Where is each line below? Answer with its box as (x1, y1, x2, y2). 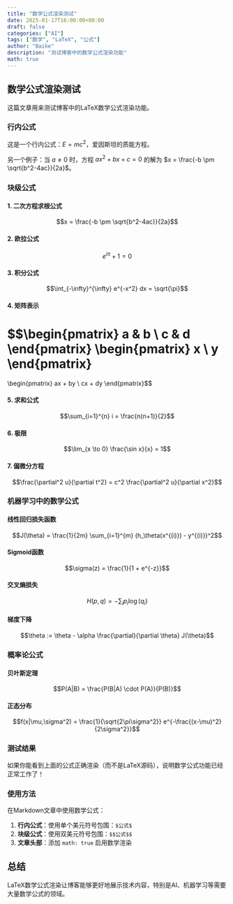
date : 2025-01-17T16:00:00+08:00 (7, 17, 105, 24)
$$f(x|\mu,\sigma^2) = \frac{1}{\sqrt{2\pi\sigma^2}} (13, 717, 162, 726)
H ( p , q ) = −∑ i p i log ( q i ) (87, 597, 148, 607)
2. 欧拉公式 (7, 234, 40, 243)
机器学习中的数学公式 (7, 496, 79, 506)
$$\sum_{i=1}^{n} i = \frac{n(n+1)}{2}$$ (59, 412, 175, 420)
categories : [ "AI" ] (7, 29, 64, 37)
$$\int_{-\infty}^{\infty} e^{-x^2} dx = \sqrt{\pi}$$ (46, 285, 188, 293)
